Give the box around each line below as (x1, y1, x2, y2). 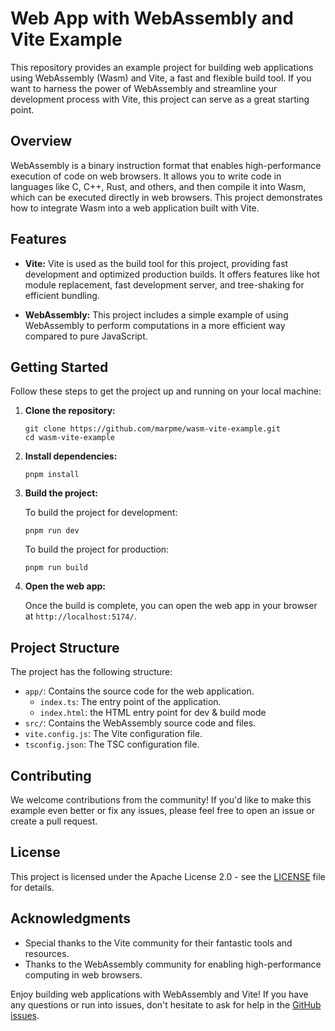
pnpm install (24, 470, 80, 480)
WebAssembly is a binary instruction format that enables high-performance (10, 159, 322, 171)
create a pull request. (10, 815, 98, 827)
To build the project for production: (24, 543, 170, 556)
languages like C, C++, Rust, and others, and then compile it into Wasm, (10, 180, 307, 192)
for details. (10, 881, 55, 893)
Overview (10, 133, 73, 150)
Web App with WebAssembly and (10, 7, 294, 30)
